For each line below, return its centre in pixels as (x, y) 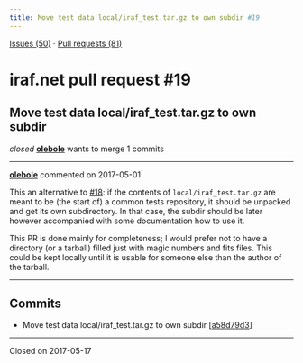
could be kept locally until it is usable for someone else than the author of (146, 257)
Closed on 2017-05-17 (50, 351)
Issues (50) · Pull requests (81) (66, 43)
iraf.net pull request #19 (100, 80)
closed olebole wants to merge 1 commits (87, 149)
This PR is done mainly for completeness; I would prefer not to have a (138, 238)
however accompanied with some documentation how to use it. (127, 221)
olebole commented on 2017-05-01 (75, 174)
